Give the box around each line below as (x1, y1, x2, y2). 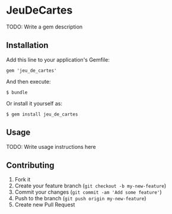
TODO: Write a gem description (6, 23, 83, 30)
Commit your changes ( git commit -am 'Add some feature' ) (14, 189, 162, 196)
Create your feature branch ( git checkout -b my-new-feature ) (14, 182, 167, 190)
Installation (6, 40, 49, 50)
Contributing (6, 160, 55, 170)
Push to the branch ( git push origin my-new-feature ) (14, 195, 146, 202)
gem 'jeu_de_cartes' (6, 68, 58, 74)
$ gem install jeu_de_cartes (6, 111, 78, 117)
